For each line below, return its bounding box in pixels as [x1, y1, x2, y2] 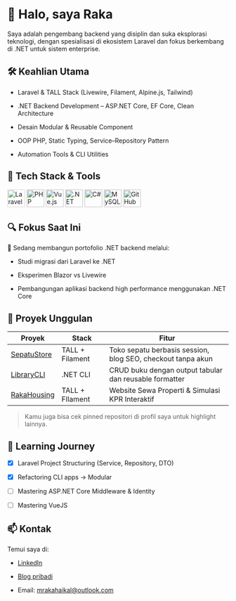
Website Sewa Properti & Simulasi [108, 386, 221, 396]
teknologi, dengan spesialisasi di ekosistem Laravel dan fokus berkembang [7, 37, 225, 45]
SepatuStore [11, 349, 53, 359]
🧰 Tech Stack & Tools [7, 170, 100, 182]
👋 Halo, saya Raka [7, 6, 113, 22]
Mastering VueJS [17, 501, 68, 510]
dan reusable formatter [108, 374, 185, 384]
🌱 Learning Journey [7, 440, 96, 452]
